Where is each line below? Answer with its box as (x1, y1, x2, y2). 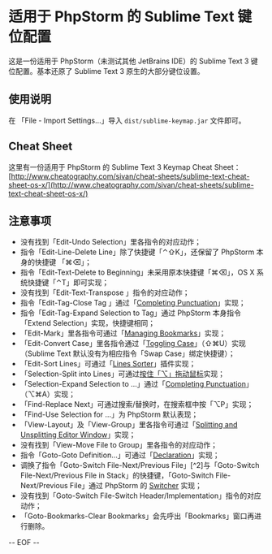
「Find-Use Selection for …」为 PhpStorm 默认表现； (19, 409, 199, 419)
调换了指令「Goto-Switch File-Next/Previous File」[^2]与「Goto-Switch (19, 461, 260, 470)
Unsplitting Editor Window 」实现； (19, 430, 136, 439)
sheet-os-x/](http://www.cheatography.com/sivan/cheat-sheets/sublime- (8, 180, 254, 189)
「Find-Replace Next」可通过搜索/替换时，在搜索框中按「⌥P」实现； (19, 400, 254, 409)
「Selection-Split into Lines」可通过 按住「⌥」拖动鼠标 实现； (19, 369, 226, 379)
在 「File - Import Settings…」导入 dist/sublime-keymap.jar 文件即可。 (8, 115, 246, 125)
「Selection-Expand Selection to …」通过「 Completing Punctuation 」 (19, 379, 253, 389)
